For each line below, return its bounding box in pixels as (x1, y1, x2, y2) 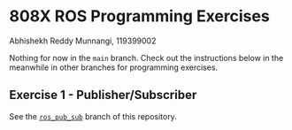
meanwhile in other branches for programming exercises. (9, 62, 219, 73)
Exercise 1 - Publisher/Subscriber (9, 88, 197, 103)
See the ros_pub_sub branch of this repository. (9, 111, 177, 121)
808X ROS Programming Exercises (9, 6, 270, 27)
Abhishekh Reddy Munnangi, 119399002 (9, 35, 157, 46)
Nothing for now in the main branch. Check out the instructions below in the (9, 52, 284, 63)
